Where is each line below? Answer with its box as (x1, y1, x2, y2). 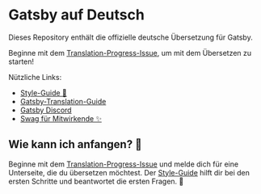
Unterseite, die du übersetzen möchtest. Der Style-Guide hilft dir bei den (8, 167, 250, 177)
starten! (8, 57, 35, 66)
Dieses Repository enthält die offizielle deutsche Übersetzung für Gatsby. (8, 32, 253, 42)
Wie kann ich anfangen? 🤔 (8, 137, 143, 151)
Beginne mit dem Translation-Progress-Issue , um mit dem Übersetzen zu (8, 48, 252, 57)
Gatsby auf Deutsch (8, 6, 145, 24)
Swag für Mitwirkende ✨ (19, 113, 103, 123)
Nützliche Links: (8, 72, 62, 82)
